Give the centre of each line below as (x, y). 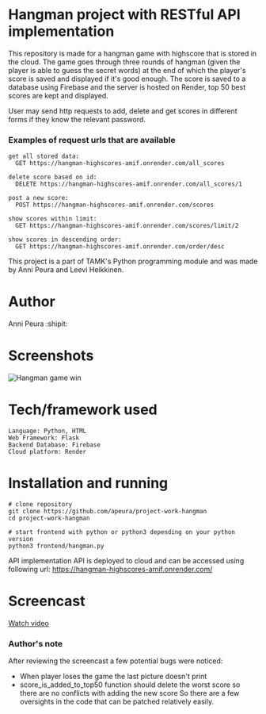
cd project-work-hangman (49, 518)
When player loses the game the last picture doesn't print (113, 677)
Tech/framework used (83, 410)
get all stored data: (44, 156)
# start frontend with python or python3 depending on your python (122, 532)
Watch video (28, 623)
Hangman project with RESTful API (125, 15)
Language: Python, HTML (47, 431)
